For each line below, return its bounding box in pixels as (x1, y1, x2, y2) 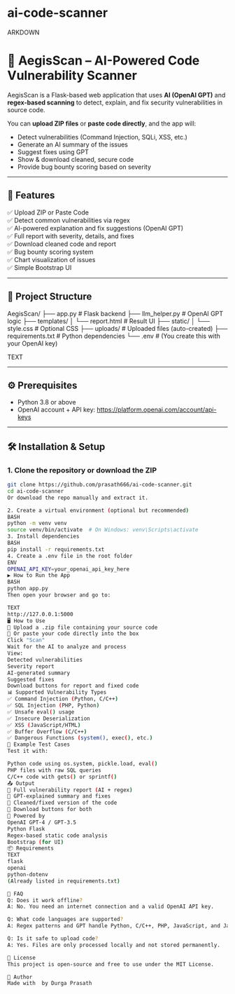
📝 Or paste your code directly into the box (7, 630, 139, 637)
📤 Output (7, 779, 35, 787)
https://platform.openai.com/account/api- (97, 405, 217, 414)
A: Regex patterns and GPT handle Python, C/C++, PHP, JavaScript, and (7, 922, 220, 930)
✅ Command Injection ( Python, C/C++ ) (7, 695, 119, 702)
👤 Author (7, 973, 33, 981)
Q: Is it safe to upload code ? (7, 935, 99, 942)
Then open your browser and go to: (7, 592, 111, 599)
